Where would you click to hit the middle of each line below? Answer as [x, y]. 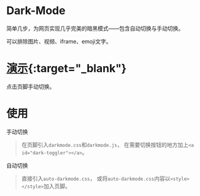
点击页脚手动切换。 [31, 86]
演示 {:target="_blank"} [67, 69]
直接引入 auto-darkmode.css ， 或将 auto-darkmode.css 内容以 [96, 178]
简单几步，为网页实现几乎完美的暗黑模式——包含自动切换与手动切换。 [95, 28]
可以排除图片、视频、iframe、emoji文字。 [59, 41]
